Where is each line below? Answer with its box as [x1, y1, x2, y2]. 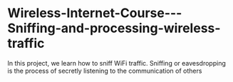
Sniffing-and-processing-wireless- [7, 20, 221, 36]
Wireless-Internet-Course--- [7, 5, 182, 21]
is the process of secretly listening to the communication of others [7, 66, 202, 75]
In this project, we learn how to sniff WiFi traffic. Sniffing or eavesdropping [7, 58, 227, 67]
